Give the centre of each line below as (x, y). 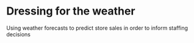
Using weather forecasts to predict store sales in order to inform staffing (97, 28)
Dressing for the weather (71, 11)
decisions (18, 34)
